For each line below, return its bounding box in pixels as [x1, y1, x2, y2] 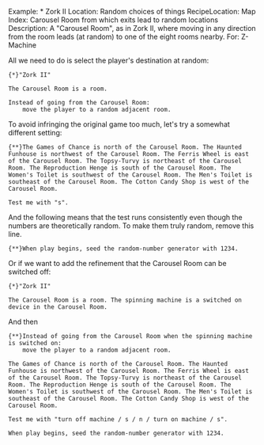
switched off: [8, 267, 51, 276]
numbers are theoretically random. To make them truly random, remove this [8, 221, 255, 230]
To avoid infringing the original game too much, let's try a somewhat [8, 120, 231, 129]
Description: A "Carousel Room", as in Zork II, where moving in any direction [8, 24, 256, 32]
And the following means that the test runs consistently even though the [8, 213, 243, 222]
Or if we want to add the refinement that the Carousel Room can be [8, 259, 227, 268]
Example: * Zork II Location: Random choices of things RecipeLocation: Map [8, 7, 256, 16]
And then [8, 317, 38, 326]
